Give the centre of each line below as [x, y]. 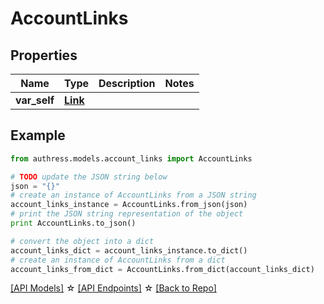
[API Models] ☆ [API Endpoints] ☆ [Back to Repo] [113, 288]
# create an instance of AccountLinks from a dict [118, 260]
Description [127, 83]
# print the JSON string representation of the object [127, 214]
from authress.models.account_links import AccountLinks [131, 158]
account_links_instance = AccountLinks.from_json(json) [129, 205]
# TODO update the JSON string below [89, 177]
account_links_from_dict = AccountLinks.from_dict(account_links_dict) [162, 269]
